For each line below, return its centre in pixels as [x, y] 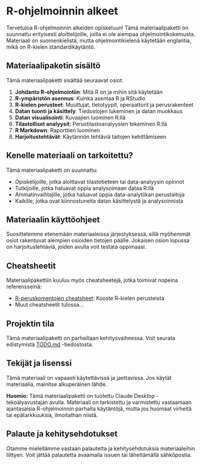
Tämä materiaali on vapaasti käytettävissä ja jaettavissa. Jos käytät [89, 377]
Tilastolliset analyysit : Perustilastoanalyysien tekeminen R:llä [91, 124]
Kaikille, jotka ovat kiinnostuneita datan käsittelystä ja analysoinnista [99, 201]
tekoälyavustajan [27, 402]
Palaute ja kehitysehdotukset [62, 434]
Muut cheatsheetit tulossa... [49, 305]
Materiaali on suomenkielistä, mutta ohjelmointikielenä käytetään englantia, [99, 40]
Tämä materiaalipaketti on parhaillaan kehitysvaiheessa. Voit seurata [91, 338]
